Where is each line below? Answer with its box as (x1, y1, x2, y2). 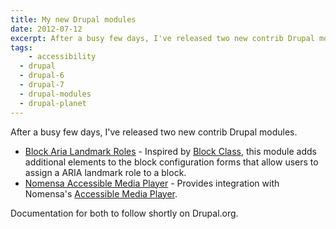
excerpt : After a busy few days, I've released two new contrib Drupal (10, 33, 315, 43)
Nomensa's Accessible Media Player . (24, 187, 178, 200)
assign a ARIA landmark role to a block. (24, 166, 187, 178)
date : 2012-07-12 (10, 24, 83, 34)
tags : (10, 42, 33, 53)
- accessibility (28, 52, 97, 62)
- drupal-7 (19, 80, 65, 90)
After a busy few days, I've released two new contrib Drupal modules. (10, 126, 298, 138)
